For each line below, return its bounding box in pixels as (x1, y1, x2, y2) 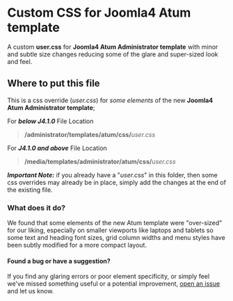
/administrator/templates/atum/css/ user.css (24, 130, 156, 138)
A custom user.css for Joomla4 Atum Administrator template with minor (7, 42, 218, 51)
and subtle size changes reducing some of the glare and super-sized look (7, 50, 218, 58)
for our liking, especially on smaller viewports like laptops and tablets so (7, 226, 214, 234)
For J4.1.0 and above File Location (7, 144, 108, 152)
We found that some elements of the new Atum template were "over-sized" (7, 219, 223, 227)
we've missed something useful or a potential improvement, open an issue (7, 279, 220, 288)
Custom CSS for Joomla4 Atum (7, 5, 191, 21)
